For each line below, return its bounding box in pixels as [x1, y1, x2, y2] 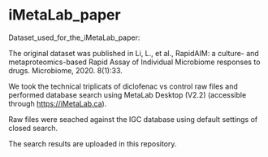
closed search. [8, 123, 58, 133]
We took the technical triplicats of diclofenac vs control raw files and [8, 81, 238, 91]
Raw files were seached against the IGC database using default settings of [8, 114, 258, 124]
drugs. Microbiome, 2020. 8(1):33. [8, 65, 123, 75]
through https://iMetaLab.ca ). [8, 98, 107, 108]
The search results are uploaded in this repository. [8, 138, 177, 148]
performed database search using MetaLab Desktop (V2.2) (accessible [8, 89, 247, 99]
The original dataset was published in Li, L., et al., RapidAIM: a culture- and [8, 48, 260, 58]
